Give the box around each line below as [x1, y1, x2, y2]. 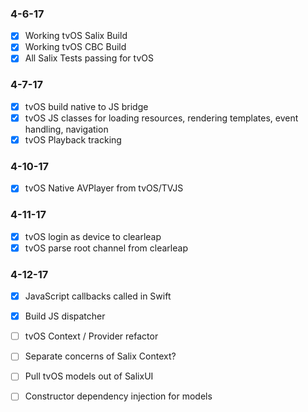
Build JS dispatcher [24, 310, 106, 322]
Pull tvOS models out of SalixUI [24, 370, 154, 382]
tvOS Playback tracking [24, 133, 122, 146]
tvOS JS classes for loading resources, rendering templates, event [24, 112, 299, 124]
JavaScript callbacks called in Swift [24, 290, 172, 302]
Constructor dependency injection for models [24, 390, 213, 402]
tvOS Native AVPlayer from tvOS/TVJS [24, 182, 184, 194]
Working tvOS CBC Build [24, 41, 127, 53]
